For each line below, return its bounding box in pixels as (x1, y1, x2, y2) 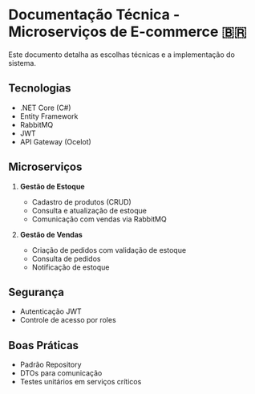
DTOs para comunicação (19, 368, 103, 378)
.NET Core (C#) (19, 103, 71, 112)
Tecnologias (8, 82, 71, 95)
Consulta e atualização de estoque (31, 205, 147, 215)
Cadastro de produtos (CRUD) (31, 197, 132, 206)
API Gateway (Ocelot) (19, 136, 92, 146)
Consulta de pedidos (31, 254, 101, 263)
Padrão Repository (19, 359, 82, 370)
